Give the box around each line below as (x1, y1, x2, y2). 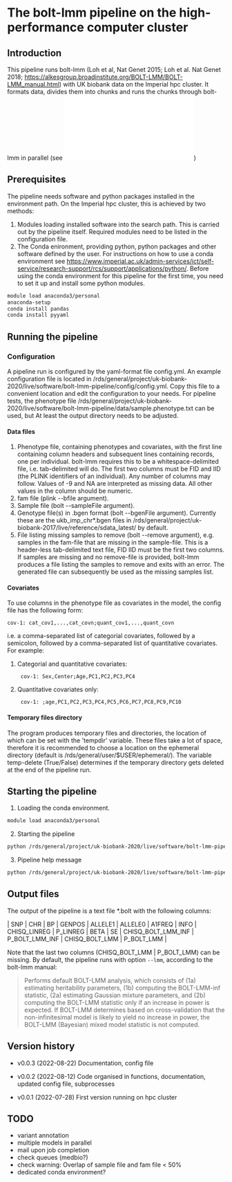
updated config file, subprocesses (17, 1080, 115, 1088)
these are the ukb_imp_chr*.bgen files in (17, 516, 132, 525)
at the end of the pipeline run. (7, 765, 92, 774)
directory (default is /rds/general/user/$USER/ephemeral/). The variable (7, 751, 212, 759)
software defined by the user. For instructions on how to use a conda (17, 249, 214, 257)
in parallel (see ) (20, 154, 197, 162)
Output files (7, 888, 60, 900)
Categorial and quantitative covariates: (17, 660, 128, 669)
